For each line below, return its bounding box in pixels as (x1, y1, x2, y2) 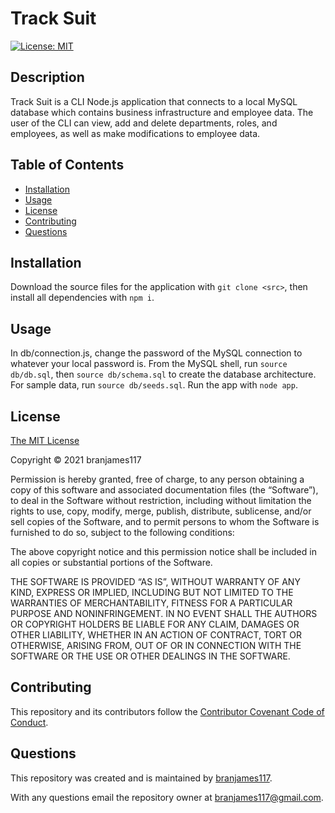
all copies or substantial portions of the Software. (10, 557, 213, 568)
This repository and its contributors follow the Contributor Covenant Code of (10, 705, 325, 717)
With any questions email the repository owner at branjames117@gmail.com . (10, 791, 324, 803)
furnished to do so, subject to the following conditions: (10, 527, 235, 538)
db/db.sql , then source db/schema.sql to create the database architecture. (10, 368, 317, 381)
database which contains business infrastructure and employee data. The (10, 106, 314, 118)
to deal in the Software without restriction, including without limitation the (10, 495, 312, 506)
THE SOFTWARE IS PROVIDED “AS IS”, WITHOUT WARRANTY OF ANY (10, 576, 301, 587)
